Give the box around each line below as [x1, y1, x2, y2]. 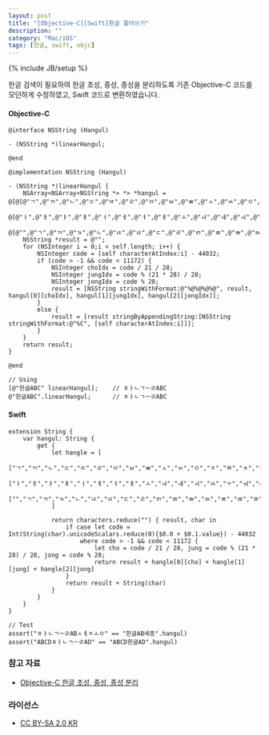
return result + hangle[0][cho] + [94, 557, 210, 566]
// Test [8, 621, 34, 629]
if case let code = [65, 523, 130, 531]
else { [37, 306, 59, 314]
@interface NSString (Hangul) [8, 126, 110, 134]
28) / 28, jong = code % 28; [8, 551, 106, 559]
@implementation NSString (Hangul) [8, 169, 127, 177]
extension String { [8, 427, 74, 436]
